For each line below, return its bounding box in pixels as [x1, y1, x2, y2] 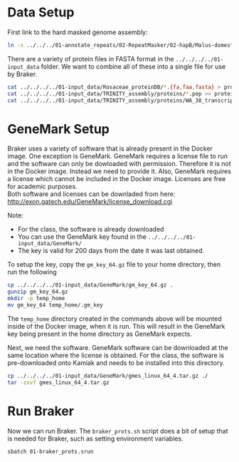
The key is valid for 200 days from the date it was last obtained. [17, 247, 205, 255]
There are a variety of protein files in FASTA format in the [7, 54, 174, 63]
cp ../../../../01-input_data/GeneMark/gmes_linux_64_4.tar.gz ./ [7, 372, 208, 379]
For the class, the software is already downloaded [17, 225, 164, 234]
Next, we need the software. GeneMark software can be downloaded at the [7, 343, 229, 351]
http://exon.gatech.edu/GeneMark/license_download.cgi [7, 197, 173, 206]
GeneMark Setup [7, 120, 110, 137]
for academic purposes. [7, 183, 78, 191]
